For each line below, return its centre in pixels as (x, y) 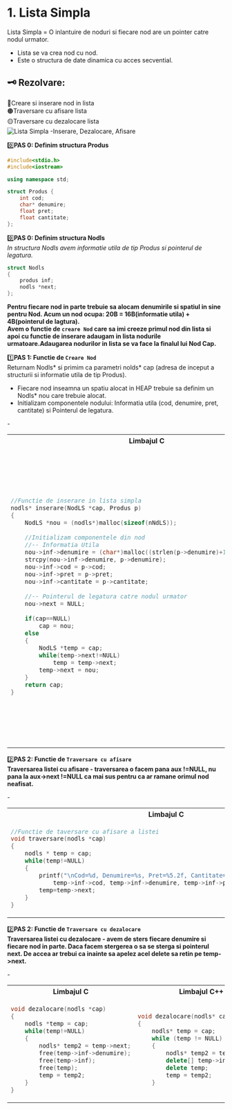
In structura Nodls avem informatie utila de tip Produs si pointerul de (105, 248)
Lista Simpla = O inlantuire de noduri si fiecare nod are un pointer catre (108, 32)
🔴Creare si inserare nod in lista (51, 103)
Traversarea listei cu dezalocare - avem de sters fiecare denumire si (107, 939)
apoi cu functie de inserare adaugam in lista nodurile (84, 336)
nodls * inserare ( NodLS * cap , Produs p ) (76, 508)
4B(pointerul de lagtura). (43, 321)
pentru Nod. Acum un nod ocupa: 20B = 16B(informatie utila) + (98, 314)
